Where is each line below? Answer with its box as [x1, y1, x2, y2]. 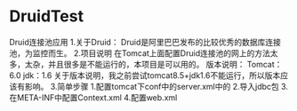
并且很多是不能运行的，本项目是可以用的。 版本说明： [47, 59, 245, 69]
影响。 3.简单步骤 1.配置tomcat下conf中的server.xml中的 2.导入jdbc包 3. [24, 81, 289, 91]
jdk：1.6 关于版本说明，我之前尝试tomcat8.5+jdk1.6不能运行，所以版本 [22, 69, 281, 81]
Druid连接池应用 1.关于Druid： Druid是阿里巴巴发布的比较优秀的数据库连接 [9, 36, 282, 47]
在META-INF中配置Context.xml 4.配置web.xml [9, 91, 178, 103]
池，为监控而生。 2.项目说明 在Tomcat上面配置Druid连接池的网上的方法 [9, 47, 271, 59]
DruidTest [9, 6, 84, 27]
